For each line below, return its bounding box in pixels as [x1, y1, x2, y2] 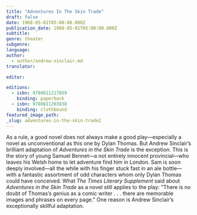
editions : [6, 85, 31, 91]
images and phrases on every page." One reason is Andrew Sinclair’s [6, 196, 174, 203]
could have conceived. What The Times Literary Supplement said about [6, 177, 180, 184]
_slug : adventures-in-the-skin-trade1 [6, 117, 101, 124]
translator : [6, 63, 35, 70]
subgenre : [6, 42, 31, 48]
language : [6, 47, 31, 53]
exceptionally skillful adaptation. [6, 203, 84, 210]
